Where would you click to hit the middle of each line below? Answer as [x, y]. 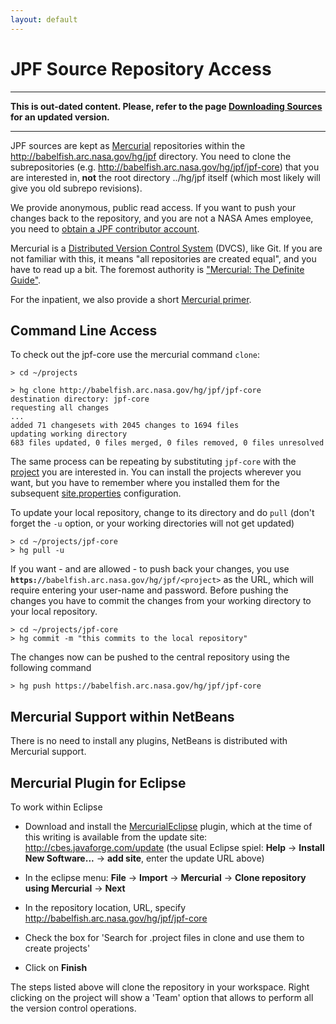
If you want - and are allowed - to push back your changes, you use [150, 569]
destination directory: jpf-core [80, 399]
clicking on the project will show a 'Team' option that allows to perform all [162, 997]
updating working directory [69, 434]
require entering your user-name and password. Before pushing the [149, 590]
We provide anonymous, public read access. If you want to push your [153, 207]
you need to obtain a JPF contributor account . [105, 228]
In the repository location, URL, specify [105, 907]
